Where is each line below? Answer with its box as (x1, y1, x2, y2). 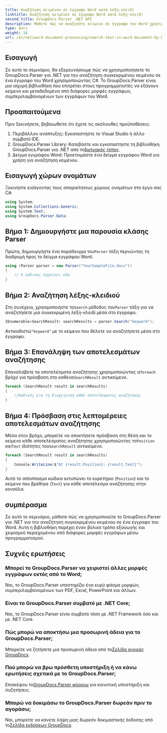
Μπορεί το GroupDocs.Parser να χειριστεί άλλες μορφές (5, 564, 148, 571)
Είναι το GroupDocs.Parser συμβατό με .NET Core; (5, 599, 131, 606)
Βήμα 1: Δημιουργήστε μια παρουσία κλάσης (5, 227, 149, 236)
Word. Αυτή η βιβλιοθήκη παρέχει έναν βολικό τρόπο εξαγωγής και (5, 524, 145, 531)
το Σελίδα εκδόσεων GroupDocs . (5, 722, 73, 728)
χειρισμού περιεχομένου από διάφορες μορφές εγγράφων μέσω (5, 530, 139, 536)
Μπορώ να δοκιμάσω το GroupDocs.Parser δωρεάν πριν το (5, 699, 152, 706)
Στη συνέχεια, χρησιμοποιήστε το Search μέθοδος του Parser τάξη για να (5, 304, 154, 310)
